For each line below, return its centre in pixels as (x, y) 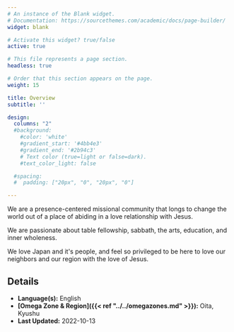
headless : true (30, 66)
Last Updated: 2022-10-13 (57, 321)
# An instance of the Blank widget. (61, 14)
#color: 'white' (44, 137)
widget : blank (28, 27)
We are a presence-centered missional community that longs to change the (117, 209)
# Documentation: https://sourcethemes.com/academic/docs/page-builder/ (117, 21)
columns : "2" (33, 124)
